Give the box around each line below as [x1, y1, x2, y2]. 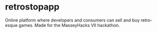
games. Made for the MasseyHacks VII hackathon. [19, 22, 120, 28]
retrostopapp [5, 1, 59, 12]
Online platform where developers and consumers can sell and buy [5, 17, 140, 23]
